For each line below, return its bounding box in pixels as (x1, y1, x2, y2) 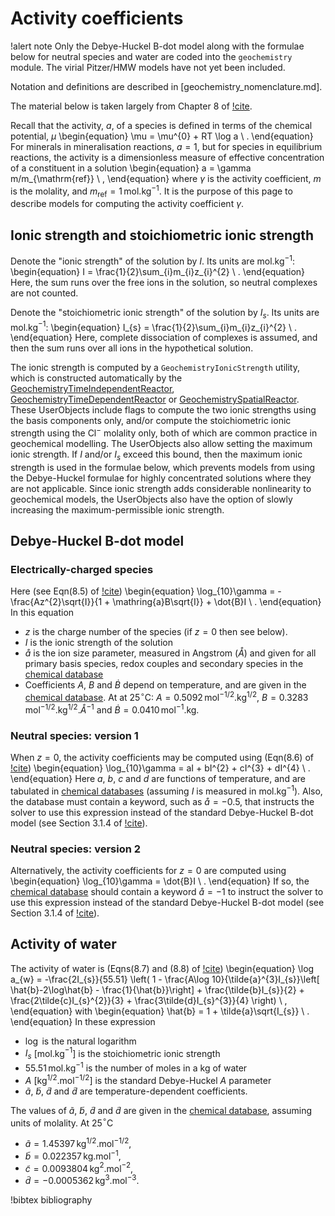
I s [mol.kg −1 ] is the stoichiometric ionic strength (24, 1045, 221, 1062)
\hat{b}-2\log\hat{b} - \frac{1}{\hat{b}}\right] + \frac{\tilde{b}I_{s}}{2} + (10, 983, 305, 996)
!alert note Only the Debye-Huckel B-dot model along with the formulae (10, 40, 305, 52)
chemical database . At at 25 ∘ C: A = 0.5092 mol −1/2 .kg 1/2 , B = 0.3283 (24, 690, 309, 704)
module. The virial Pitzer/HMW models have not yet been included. (10, 61, 286, 73)
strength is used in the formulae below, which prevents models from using (10, 461, 316, 473)
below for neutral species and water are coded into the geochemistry (10, 50, 293, 62)
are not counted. (10, 287, 79, 299)
